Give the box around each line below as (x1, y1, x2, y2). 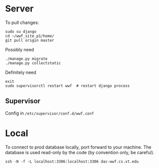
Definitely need (5, 69, 36, 75)
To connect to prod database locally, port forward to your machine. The (5, 144, 152, 150)
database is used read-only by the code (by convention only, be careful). (5, 149, 155, 155)
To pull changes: (5, 19, 39, 25)
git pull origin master (5, 38, 55, 43)
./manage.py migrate (5, 56, 48, 61)
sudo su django (5, 29, 37, 34)
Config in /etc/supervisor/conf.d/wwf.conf (5, 110, 94, 116)
